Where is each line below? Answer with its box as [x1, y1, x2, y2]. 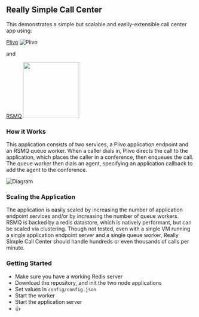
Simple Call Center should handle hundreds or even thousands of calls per [6, 238, 189, 245]
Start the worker [14, 292, 56, 299]
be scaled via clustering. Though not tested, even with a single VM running [6, 225, 191, 232]
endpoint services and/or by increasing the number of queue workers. [6, 213, 179, 220]
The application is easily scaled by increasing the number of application [6, 206, 183, 214]
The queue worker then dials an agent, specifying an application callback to [6, 160, 193, 167]
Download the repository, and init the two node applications [14, 279, 163, 286]
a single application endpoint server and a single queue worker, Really [6, 232, 179, 239]
